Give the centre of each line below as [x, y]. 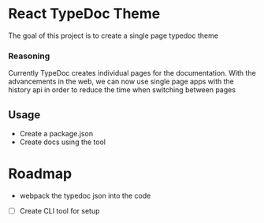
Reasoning [29, 56]
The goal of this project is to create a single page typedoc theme [113, 35]
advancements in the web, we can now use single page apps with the [121, 82]
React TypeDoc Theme [84, 14]
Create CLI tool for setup [59, 210]
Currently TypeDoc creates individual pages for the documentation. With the [132, 73]
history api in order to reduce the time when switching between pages [122, 90]
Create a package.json [56, 134]
